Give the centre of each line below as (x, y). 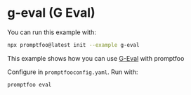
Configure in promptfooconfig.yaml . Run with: (73, 72)
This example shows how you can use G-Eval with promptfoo (96, 58)
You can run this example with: (52, 32)
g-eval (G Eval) (52, 13)
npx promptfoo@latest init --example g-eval (73, 45)
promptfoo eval (29, 85)
